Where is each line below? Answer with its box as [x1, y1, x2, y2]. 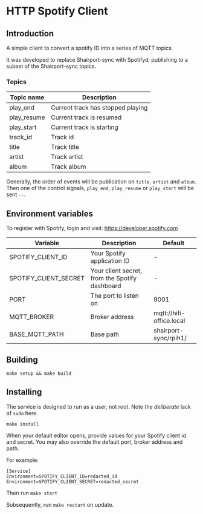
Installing [6, 387, 42, 397]
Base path [90, 330, 120, 338]
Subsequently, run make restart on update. [6, 501, 114, 508]
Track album [51, 162, 86, 171]
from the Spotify [90, 274, 137, 283]
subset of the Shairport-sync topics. [6, 62, 97, 70]
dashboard [90, 282, 121, 290]
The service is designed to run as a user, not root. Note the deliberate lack [6, 403, 192, 410]
